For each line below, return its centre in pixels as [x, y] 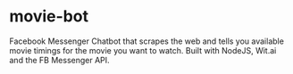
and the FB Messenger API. [59, 60]
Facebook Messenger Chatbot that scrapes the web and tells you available [146, 41]
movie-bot [49, 16]
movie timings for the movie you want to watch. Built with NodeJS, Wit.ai [143, 50]
